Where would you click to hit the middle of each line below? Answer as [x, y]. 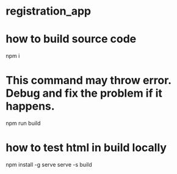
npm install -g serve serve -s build [49, 165]
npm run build [23, 124]
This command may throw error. [88, 81]
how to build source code [71, 39]
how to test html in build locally [86, 148]
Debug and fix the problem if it [84, 93]
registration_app [49, 11]
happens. [31, 106]
